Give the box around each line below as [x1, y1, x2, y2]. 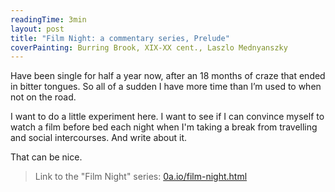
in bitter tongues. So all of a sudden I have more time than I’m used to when [10, 81, 322, 93]
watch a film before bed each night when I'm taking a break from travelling [10, 121, 318, 133]
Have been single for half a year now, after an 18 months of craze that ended [10, 70, 326, 82]
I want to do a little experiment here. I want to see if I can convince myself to [10, 111, 325, 123]
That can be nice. [10, 151, 83, 163]
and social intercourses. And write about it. [10, 132, 188, 144]
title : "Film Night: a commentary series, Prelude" [10, 33, 230, 43]
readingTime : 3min [10, 14, 87, 25]
